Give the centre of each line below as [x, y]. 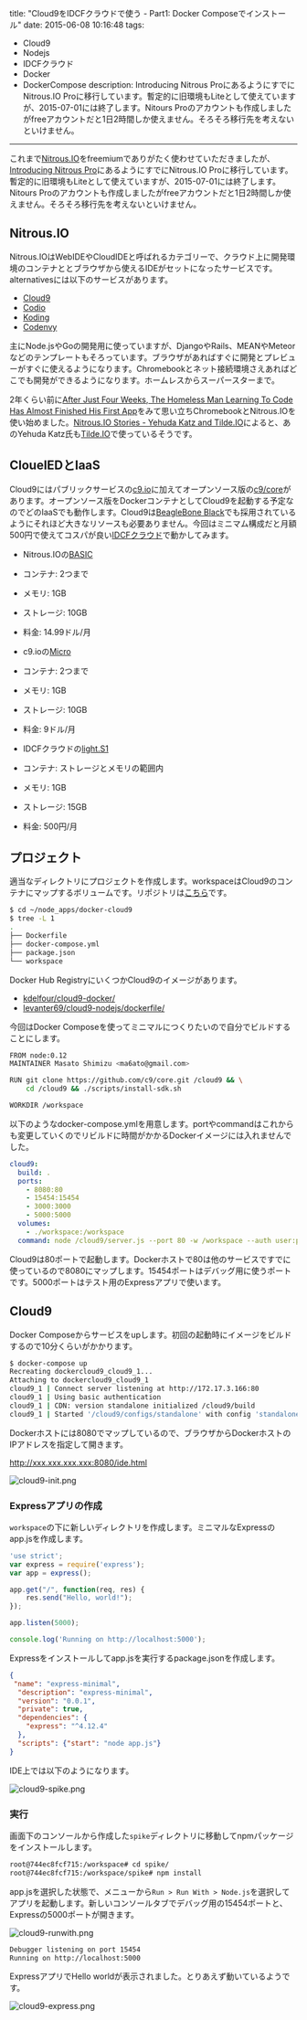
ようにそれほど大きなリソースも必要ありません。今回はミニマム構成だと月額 [153, 523]
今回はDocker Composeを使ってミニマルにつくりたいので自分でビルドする [150, 1026]
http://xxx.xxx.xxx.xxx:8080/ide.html [79, 1462]
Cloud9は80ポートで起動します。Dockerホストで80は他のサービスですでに [150, 1259]
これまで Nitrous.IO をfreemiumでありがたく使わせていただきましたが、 [143, 159]
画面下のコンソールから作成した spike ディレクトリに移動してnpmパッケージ [152, 1835]
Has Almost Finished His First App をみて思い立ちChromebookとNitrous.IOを [153, 410]
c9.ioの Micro [47, 651]
